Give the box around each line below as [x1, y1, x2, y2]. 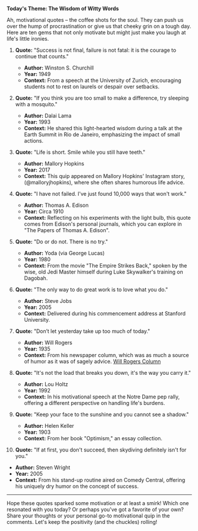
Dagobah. [24, 275, 48, 282]
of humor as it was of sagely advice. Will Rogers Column [24, 358, 161, 365]
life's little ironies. [6, 35, 49, 42]
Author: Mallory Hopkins [24, 160, 85, 167]
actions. [24, 137, 43, 144]
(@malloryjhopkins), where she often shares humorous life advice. [24, 179, 184, 186]
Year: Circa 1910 [24, 208, 64, 215]
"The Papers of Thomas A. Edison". [24, 227, 110, 233]
